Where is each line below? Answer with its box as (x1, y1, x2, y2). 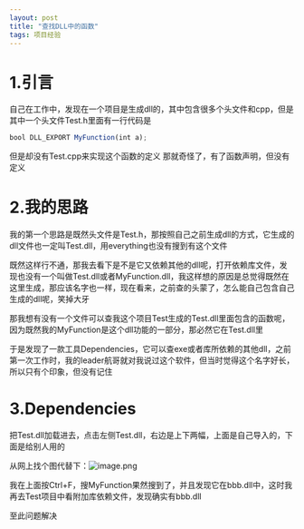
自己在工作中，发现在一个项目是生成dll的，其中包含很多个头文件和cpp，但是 (9, 103, 294, 114)
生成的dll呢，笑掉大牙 (9, 294, 90, 305)
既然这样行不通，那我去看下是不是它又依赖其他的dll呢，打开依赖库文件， (9, 260, 280, 270)
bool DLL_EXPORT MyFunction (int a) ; (9, 133, 147, 142)
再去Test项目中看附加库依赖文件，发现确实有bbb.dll (9, 491, 202, 502)
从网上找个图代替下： (9, 460, 89, 472)
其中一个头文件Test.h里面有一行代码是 (9, 115, 152, 126)
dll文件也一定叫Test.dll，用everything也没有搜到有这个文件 (9, 240, 228, 251)
